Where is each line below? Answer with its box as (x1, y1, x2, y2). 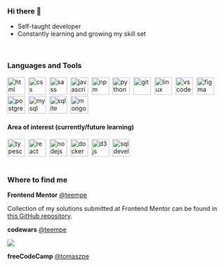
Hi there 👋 (7, 6, 42, 16)
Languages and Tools (7, 61, 82, 71)
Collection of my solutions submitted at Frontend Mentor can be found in (7, 205, 218, 213)
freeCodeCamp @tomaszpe (7, 252, 90, 261)
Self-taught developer (17, 22, 81, 31)
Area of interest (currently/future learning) (7, 123, 135, 132)
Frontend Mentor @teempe (7, 191, 88, 199)
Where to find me (7, 174, 68, 184)
